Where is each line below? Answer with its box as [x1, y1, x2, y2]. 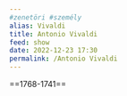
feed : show [9, 37, 50, 47]
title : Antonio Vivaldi [9, 29, 98, 38]
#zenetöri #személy [9, 12, 82, 22]
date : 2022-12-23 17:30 [9, 46, 98, 55]
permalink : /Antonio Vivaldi [9, 54, 118, 63]
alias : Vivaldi [9, 21, 66, 30]
